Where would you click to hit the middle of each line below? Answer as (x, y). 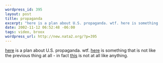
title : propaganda (24, 18)
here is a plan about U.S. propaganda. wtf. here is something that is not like (81, 50)
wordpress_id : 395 (24, 9)
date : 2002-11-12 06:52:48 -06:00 (40, 28)
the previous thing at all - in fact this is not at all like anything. (67, 55)
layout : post (18, 14)
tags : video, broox (25, 32)
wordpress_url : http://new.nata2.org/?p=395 (51, 37)
